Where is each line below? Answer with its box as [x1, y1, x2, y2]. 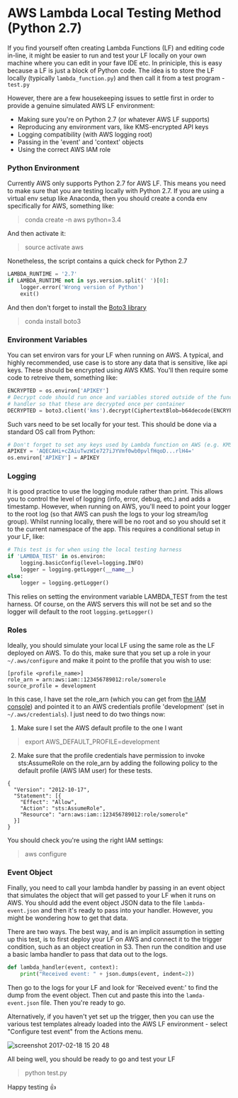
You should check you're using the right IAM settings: [7, 836, 164, 844]
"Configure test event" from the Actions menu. [7, 1028, 143, 1036]
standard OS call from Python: [7, 428, 96, 436]
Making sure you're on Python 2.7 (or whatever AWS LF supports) [17, 115, 210, 124]
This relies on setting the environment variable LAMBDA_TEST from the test [7, 592, 228, 601]
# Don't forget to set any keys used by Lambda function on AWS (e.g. [7, 441, 220, 448]
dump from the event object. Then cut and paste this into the [7, 991, 185, 999]
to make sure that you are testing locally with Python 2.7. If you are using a [7, 187, 225, 195]
